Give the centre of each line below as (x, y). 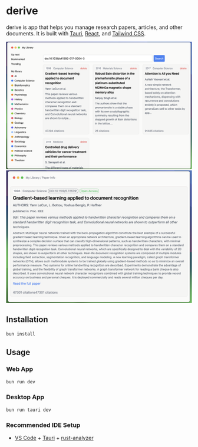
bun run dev (21, 382)
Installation (27, 320)
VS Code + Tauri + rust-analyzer (54, 438)
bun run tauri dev (29, 410)
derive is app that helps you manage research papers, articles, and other (94, 27)
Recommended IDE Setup (43, 425)
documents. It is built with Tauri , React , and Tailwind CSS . (76, 33)
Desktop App (25, 397)
